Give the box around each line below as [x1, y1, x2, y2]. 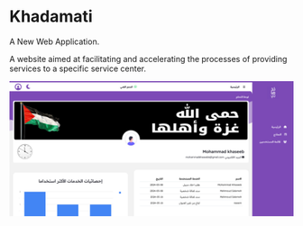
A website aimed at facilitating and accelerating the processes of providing [9, 53, 288, 64]
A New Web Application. [9, 36, 100, 47]
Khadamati [9, 6, 93, 27]
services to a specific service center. [9, 63, 147, 74]
